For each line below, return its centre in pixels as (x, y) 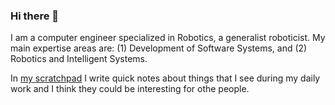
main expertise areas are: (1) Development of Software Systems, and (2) (159, 48)
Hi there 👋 (35, 16)
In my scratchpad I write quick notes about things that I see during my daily (165, 78)
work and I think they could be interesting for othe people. (130, 89)
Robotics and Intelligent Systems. (79, 59)
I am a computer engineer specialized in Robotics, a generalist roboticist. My (168, 38)
